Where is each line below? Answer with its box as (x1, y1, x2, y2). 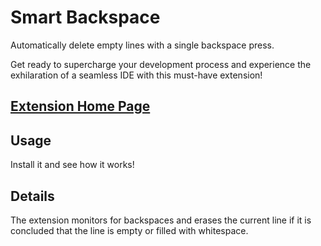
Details (10, 187, 55, 205)
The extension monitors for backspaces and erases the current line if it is (10, 214, 312, 226)
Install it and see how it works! (10, 159, 135, 171)
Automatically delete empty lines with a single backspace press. (10, 39, 275, 51)
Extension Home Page (10, 98, 151, 115)
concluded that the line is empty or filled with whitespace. (10, 224, 249, 236)
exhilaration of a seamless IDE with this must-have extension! (10, 69, 263, 81)
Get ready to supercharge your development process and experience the (10, 58, 312, 70)
